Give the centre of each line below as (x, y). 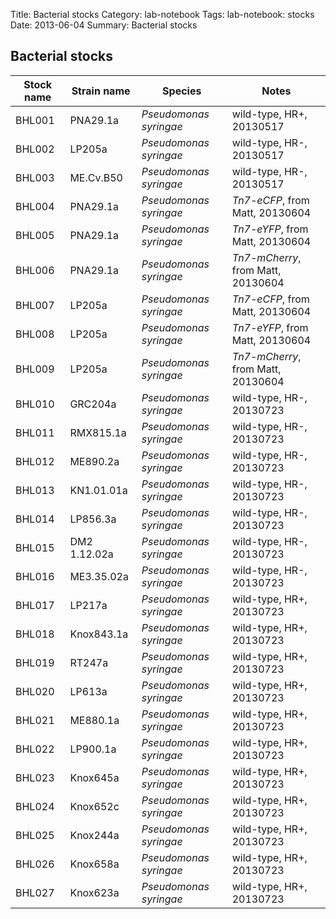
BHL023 (35, 777)
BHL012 (35, 461)
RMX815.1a (98, 432)
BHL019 (35, 662)
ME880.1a (94, 720)
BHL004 (35, 206)
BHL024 (35, 806)
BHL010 (35, 404)
